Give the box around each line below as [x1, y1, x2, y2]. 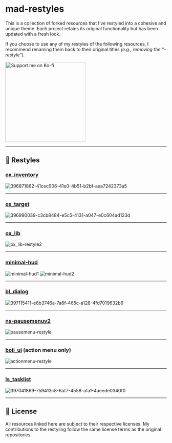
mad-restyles [5, 3, 64, 15]
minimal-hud [5, 259, 38, 266]
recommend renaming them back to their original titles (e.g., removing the [5, 46, 161, 52]
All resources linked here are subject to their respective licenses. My [5, 420, 150, 427]
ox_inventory [5, 171, 39, 178]
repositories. [5, 431, 32, 438]
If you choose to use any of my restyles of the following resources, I [5, 40, 149, 47]
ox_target [5, 200, 30, 207]
